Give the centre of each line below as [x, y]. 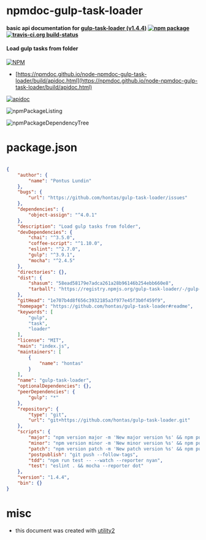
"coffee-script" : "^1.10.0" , [66, 244]
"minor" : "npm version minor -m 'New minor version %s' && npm [111, 443]
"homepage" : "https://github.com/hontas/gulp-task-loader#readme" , [105, 306]
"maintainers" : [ [40, 352]
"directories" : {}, [42, 272]
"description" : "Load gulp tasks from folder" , [79, 226]
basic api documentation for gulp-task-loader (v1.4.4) [77, 28]
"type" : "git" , [48, 415]
